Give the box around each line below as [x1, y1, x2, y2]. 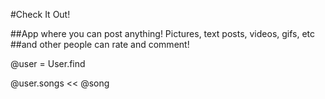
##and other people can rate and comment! [10, 39, 190, 50]
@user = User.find [10, 58, 86, 69]
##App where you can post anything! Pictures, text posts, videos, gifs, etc [10, 28, 316, 39]
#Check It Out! [10, 9, 71, 20]
